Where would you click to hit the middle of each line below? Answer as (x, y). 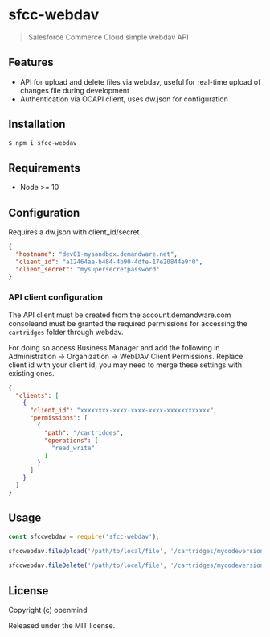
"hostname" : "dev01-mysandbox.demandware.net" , (97, 254)
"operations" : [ (71, 441)
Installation (37, 124)
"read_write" (73, 448)
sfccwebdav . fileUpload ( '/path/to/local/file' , (88, 551)
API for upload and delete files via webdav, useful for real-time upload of (140, 81)
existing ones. (31, 373)
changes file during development (75, 90)
